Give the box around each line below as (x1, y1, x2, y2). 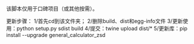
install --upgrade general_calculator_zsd (6, 32, 106, 38)
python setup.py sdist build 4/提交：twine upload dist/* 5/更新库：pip (16, 25, 188, 32)
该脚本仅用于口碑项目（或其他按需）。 (6, 5, 98, 12)
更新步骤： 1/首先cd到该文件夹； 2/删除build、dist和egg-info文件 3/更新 (6, 18, 183, 25)
